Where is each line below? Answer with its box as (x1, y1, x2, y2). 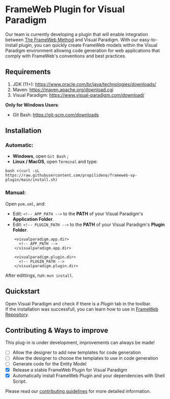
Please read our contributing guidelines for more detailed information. (5, 388, 151, 394)
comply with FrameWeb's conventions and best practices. (5, 52, 126, 59)
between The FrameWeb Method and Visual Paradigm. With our (5, 37, 139, 43)
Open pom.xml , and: (5, 201, 46, 207)
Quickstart (5, 287, 40, 296)
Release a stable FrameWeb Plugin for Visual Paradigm (12, 366, 127, 373)
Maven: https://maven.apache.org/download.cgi (12, 87, 114, 93)
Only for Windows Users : (5, 102, 59, 108)
